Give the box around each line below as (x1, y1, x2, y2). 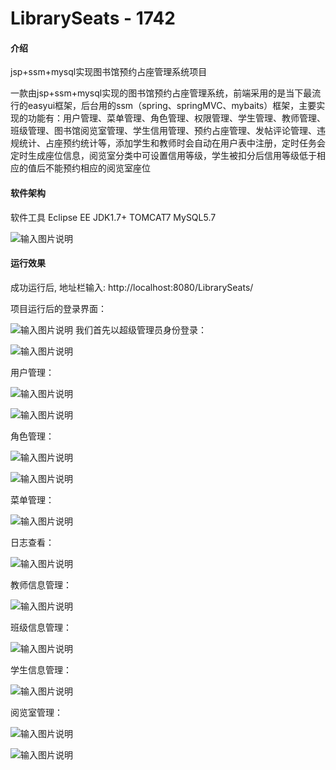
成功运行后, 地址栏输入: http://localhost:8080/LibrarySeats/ (10, 281, 254, 293)
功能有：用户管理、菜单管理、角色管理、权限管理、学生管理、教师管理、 (27, 112, 326, 124)
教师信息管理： (10, 578, 72, 591)
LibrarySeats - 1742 (10, 7, 176, 30)
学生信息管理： (10, 663, 72, 676)
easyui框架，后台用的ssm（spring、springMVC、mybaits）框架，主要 (27, 100, 317, 112)
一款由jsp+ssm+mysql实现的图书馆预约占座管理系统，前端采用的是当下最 (10, 87, 313, 99)
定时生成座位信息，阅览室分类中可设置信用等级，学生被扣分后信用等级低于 (10, 150, 317, 162)
